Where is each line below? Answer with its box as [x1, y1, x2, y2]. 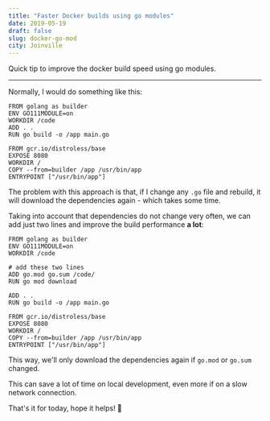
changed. [8, 364, 40, 374]
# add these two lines [8, 263, 84, 272]
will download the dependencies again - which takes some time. [8, 196, 221, 205]
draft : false [8, 27, 52, 35]
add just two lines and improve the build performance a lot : [8, 220, 204, 229]
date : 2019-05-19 [8, 19, 67, 27]
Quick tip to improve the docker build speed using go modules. [8, 64, 217, 73]
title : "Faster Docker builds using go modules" [8, 11, 174, 20]
